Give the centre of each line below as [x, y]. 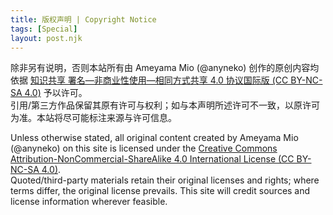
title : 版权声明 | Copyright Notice [83, 19]
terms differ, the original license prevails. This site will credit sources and [160, 191]
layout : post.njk [46, 38]
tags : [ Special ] [44, 29]
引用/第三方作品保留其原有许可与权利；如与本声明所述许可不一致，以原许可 [165, 105]
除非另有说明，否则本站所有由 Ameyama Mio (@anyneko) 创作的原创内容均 [165, 68]
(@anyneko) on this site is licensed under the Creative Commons [144, 148]
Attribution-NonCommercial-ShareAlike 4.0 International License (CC [152, 159]
